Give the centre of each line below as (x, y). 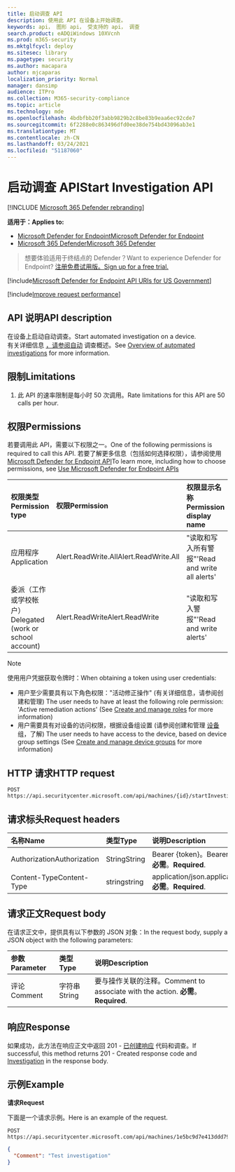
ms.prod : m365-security (42, 40)
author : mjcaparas (34, 72)
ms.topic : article (34, 105)
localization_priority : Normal (53, 79)
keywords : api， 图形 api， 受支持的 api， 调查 (73, 27)
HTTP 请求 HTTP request (61, 773)
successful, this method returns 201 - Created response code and (102, 1053)
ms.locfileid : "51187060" (45, 151)
